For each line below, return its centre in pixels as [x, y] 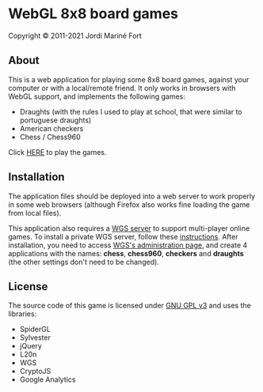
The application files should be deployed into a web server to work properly [132, 196]
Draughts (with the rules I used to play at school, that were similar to [131, 111]
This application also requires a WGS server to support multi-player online [129, 228]
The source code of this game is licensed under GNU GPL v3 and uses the [130, 306]
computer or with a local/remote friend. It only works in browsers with [122, 88]
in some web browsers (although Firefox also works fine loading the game [129, 204]
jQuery [30, 346]
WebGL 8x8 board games [93, 14]
